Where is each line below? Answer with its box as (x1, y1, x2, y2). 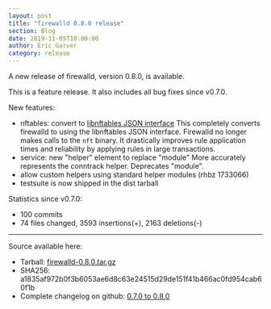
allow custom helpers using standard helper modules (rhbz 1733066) (19, 170, 249, 179)
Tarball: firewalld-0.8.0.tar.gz (19, 257, 117, 266)
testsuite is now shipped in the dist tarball (19, 178, 159, 188)
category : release (8, 49, 70, 57)
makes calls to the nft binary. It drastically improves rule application (19, 136, 246, 145)
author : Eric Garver (8, 42, 78, 50)
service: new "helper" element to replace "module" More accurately (19, 152, 246, 162)
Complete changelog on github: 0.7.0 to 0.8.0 (19, 291, 170, 301)
